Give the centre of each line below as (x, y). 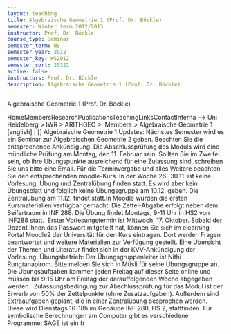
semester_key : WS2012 (38, 59)
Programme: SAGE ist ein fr (46, 323)
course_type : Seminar (38, 39)
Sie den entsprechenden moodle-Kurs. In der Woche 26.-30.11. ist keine (109, 176)
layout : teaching (32, 13)
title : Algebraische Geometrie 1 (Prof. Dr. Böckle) (85, 20)
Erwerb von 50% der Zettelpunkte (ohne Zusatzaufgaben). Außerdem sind (113, 294)
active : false (28, 71)
